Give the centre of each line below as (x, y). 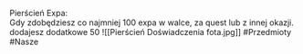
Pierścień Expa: (39, 13)
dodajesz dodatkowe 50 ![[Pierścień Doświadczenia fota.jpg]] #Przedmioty (151, 32)
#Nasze (24, 41)
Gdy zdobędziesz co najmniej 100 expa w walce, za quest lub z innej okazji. (152, 22)
